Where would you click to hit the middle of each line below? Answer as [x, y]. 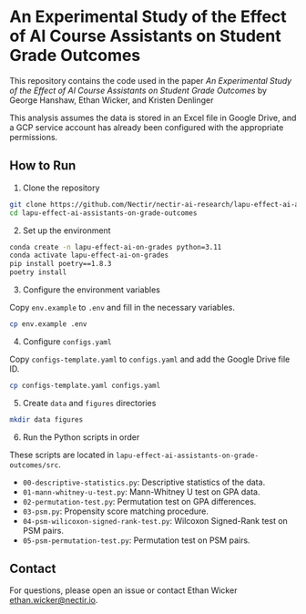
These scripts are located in [62, 455]
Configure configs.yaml [67, 341]
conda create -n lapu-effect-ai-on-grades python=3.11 [116, 247]
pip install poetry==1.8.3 [61, 264]
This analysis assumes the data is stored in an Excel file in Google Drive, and [153, 118]
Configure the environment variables [92, 290]
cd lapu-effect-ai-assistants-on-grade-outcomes [103, 213]
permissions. [34, 137]
